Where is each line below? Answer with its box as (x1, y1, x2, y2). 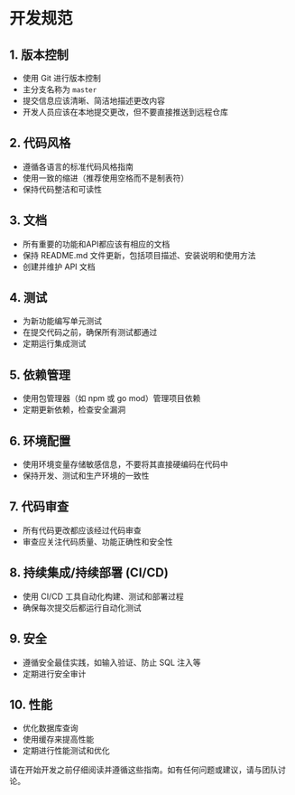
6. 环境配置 (9, 433, 71, 448)
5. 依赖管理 (9, 367, 70, 382)
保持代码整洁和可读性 (22, 183, 102, 194)
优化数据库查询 (22, 723, 78, 734)
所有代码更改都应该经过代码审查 (22, 525, 142, 536)
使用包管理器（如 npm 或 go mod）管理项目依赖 (22, 393, 201, 404)
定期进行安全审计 (22, 668, 87, 678)
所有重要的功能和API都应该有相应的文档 (22, 238, 171, 249)
